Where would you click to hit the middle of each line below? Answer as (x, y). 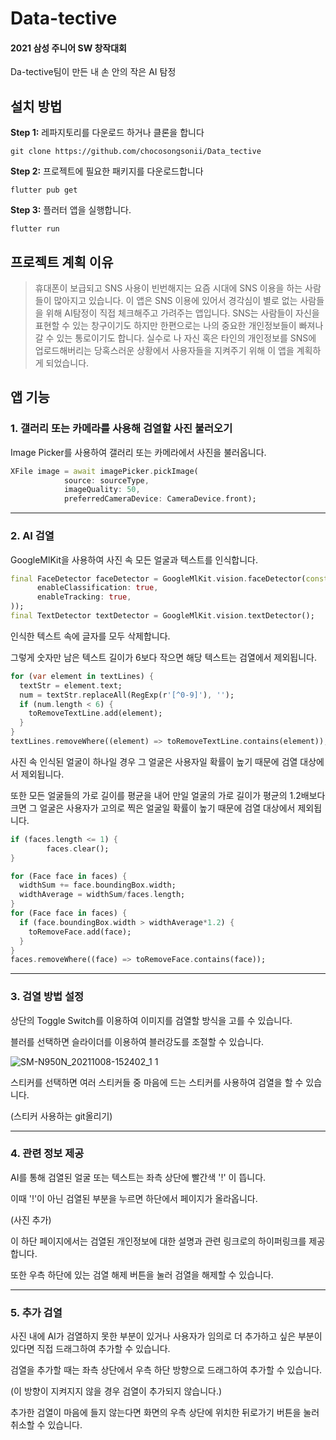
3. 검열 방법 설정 (47, 997)
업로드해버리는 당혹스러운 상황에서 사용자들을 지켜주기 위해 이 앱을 (164, 351)
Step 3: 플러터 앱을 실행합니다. (71, 210)
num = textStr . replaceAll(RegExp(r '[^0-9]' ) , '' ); (127, 695)
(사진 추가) (31, 1219)
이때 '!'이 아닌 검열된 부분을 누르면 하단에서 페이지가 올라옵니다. (134, 1198)
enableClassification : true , (97, 588)
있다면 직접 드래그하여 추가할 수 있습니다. (90, 1349)
